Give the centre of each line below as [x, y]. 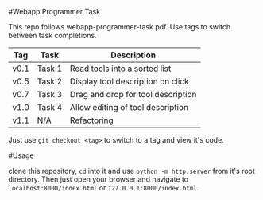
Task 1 [50, 69]
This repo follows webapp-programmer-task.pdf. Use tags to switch [120, 27]
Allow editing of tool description [130, 107]
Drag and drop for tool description [133, 94]
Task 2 [50, 81]
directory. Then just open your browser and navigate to [99, 179]
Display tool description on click [130, 81]
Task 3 [50, 94]
